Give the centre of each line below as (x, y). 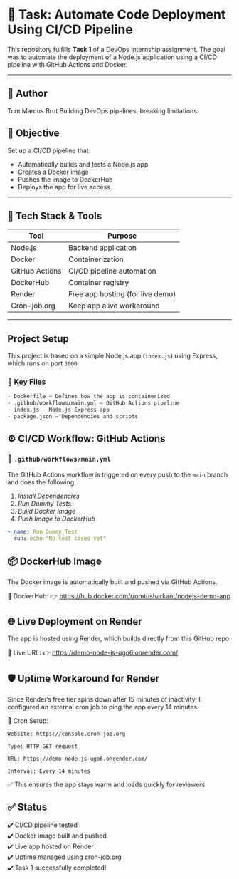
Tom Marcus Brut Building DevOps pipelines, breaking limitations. (103, 110)
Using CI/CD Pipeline (70, 30)
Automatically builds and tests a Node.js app (83, 164)
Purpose (122, 236)
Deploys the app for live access (64, 187)
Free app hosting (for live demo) (122, 294)
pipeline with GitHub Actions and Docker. (68, 64)
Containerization (96, 259)
